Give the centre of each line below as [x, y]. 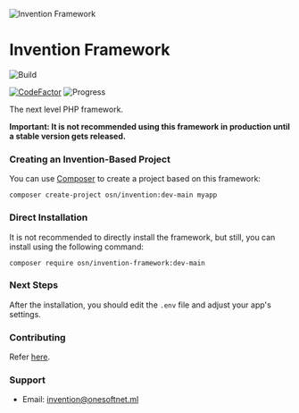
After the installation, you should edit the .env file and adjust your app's [141, 305]
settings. [25, 314]
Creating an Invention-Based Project [90, 159]
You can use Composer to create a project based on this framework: [135, 179]
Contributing [37, 337]
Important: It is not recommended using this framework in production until [149, 126]
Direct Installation [49, 217]
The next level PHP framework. [66, 109]
